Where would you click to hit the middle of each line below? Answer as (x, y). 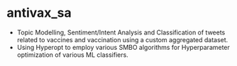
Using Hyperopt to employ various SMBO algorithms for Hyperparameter (123, 47)
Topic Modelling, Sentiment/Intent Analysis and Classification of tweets (121, 32)
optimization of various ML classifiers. (72, 55)
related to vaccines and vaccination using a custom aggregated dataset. (122, 39)
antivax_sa (39, 13)
